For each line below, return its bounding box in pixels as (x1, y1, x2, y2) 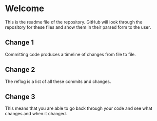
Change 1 (5, 39, 34, 47)
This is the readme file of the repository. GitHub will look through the (5, 19, 143, 25)
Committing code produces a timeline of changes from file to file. (5, 51, 136, 57)
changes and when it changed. (5, 111, 67, 117)
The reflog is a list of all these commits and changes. (5, 79, 111, 84)
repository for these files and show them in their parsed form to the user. (5, 24, 151, 30)
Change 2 (5, 65, 35, 74)
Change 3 (5, 92, 36, 101)
